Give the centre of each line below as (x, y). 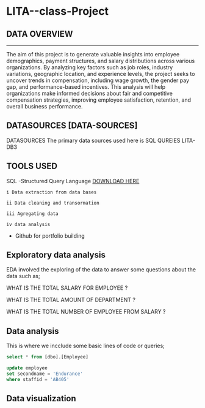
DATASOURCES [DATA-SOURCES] (72, 126)
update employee (27, 368)
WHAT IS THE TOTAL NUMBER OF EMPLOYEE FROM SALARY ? (86, 312)
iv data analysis (28, 224)
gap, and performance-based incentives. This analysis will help (86, 87)
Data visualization (41, 399)
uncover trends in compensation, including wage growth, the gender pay (98, 80)
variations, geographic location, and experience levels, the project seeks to (101, 74)
